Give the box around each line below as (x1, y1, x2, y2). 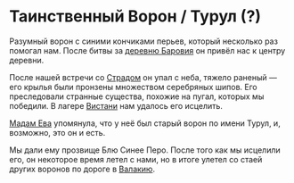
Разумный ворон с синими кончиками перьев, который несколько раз (9, 36, 279, 46)
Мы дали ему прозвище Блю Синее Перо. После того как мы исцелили (9, 145, 281, 155)
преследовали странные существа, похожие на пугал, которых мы (9, 91, 265, 102)
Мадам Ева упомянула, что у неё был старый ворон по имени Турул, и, (9, 118, 281, 129)
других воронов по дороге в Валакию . (9, 163, 156, 174)
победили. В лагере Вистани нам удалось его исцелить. (9, 100, 223, 111)
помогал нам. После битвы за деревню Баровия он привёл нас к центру (9, 45, 286, 55)
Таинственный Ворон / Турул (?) (9, 6, 261, 27)
